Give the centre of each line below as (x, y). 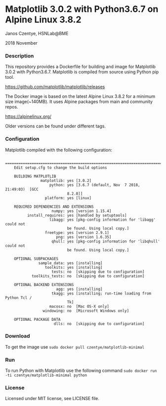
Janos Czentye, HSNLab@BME (37, 33)
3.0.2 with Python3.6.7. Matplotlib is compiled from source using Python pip (82, 72)
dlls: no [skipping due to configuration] (99, 324)
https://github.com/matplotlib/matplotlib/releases (55, 87)
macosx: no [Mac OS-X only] (79, 306)
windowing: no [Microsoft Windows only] (86, 311)
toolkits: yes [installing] (74, 267)
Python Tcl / (19, 298)
